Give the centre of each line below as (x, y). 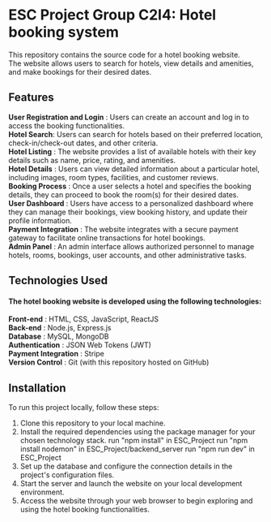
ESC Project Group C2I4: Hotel (112, 15)
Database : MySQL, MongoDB (59, 336)
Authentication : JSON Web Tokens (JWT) (80, 345)
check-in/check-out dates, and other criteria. (83, 143)
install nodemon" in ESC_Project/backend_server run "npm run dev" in (137, 449)
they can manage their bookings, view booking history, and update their (128, 212)
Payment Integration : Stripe (57, 354)
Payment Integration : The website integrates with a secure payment (123, 229)
